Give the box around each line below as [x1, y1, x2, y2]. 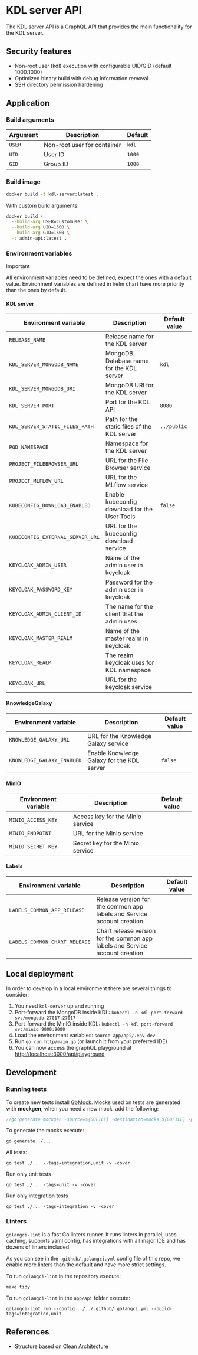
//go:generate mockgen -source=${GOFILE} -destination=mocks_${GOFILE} [6, 1116, 186, 1122]
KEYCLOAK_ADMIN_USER [9, 562, 67, 569]
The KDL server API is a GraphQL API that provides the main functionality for [6, 23, 192, 30]
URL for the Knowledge [87, 732, 152, 740]
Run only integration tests [6, 1192, 68, 1199]
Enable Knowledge [87, 749, 140, 757]
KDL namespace [105, 666, 151, 674]
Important [6, 263, 30, 270]
